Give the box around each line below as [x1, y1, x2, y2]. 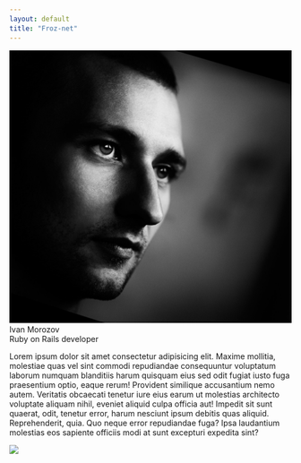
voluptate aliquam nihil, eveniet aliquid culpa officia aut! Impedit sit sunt [9, 399, 273, 409]
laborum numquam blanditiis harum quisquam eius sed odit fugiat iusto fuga [9, 370, 290, 381]
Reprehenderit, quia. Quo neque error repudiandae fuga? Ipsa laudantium [9, 417, 280, 428]
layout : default [9, 14, 70, 23]
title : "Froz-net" [9, 23, 78, 33]
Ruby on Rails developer [9, 333, 99, 344]
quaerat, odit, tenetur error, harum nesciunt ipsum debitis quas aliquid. [9, 407, 270, 418]
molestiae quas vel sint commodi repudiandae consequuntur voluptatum [9, 360, 276, 371]
